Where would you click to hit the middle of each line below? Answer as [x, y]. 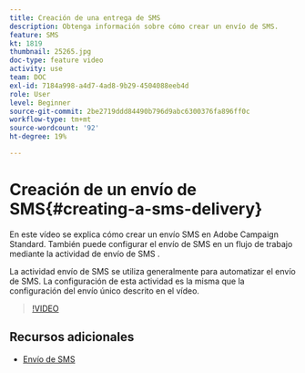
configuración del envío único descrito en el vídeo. [105, 290]
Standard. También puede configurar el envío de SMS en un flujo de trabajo [151, 243]
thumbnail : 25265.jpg [51, 52]
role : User [30, 94]
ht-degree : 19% [38, 137]
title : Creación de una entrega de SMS [85, 18]
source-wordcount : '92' [55, 129]
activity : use [36, 69]
